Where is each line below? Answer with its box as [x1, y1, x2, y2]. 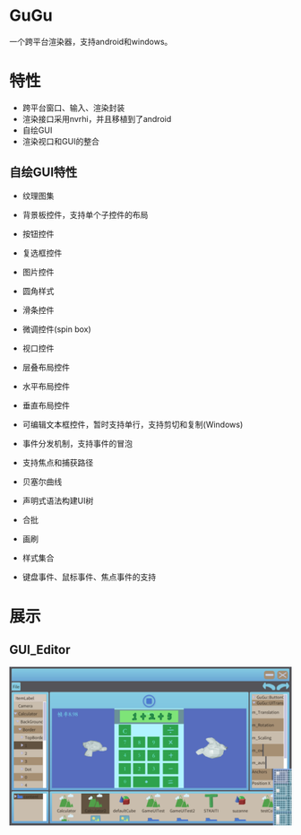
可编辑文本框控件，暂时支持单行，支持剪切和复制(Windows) [21, 419, 244, 430]
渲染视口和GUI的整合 [21, 135, 100, 146]
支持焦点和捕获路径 [21, 457, 94, 467]
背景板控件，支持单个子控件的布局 [21, 209, 149, 220]
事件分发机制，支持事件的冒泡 [21, 438, 133, 448]
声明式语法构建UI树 [21, 495, 94, 506]
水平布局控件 [21, 380, 70, 391]
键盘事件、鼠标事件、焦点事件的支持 [21, 571, 157, 582]
